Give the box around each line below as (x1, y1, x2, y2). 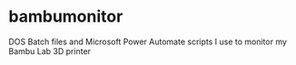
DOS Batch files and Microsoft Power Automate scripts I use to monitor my (8, 36, 288, 47)
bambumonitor (8, 6, 123, 27)
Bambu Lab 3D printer (8, 45, 92, 56)
